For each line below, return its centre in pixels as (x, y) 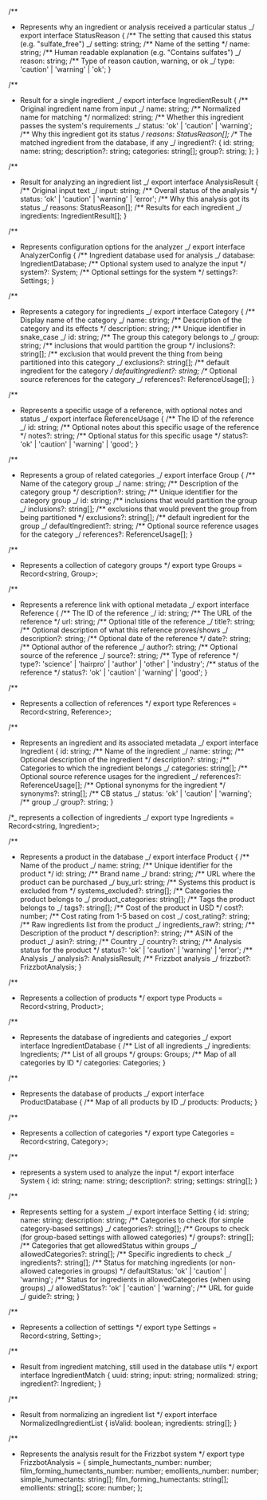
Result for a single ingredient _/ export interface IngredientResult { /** (134, 100)
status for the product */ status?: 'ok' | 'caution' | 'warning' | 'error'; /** (136, 950)
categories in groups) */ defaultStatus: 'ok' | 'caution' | (137, 1271)
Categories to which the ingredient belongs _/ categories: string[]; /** (134, 768)
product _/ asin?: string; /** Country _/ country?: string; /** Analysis (130, 941)
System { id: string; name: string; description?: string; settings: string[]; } (139, 1181)
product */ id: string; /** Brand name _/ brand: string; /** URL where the (137, 874)
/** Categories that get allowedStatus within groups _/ (108, 1246)
